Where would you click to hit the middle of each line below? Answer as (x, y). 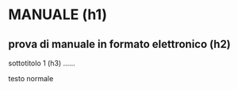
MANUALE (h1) (58, 15)
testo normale (31, 78)
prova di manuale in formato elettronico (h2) (120, 44)
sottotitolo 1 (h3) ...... (42, 63)
